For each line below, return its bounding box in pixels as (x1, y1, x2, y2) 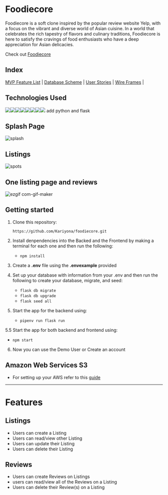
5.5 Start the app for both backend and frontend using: (5, 327, 118, 333)
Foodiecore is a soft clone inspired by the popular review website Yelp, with (5, 20, 161, 26)
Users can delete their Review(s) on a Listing (12, 484, 105, 490)
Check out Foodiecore (5, 51, 51, 57)
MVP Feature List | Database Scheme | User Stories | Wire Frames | (5, 79, 144, 85)
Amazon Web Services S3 (5, 361, 88, 369)
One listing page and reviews (5, 178, 97, 186)
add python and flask (46, 107, 90, 113)
